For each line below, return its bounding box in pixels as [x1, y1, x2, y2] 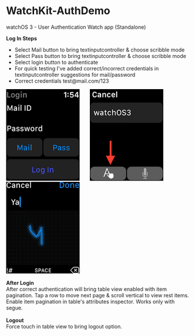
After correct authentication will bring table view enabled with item [6, 286, 167, 293]
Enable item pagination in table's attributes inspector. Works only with [6, 298, 175, 305]
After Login [6, 279, 34, 286]
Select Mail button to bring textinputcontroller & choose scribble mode [14, 46, 185, 53]
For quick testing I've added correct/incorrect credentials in [14, 65, 159, 72]
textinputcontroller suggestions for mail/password [14, 71, 136, 78]
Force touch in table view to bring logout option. [6, 323, 122, 330]
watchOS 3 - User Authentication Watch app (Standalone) [6, 23, 146, 30]
